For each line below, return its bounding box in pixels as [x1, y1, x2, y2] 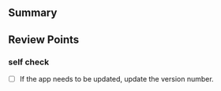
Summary [8, 6, 58, 20]
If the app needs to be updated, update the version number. [19, 75, 215, 84]
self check [8, 56, 50, 67]
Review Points [8, 33, 80, 46]
